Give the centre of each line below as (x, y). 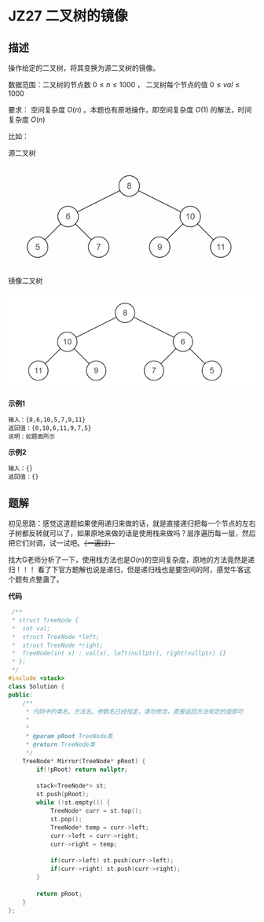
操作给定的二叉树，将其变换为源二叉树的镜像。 (84, 68)
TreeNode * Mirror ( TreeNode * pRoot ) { (84, 761)
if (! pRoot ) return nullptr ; (82, 770)
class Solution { (37, 686)
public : (21, 695)
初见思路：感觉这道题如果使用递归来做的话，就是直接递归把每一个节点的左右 (132, 523)
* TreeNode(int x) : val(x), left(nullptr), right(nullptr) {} (119, 653)
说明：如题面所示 (32, 437)
